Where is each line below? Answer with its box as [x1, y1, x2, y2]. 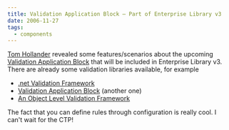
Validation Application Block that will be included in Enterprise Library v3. [7, 58, 223, 66]
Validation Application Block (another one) [17, 86, 142, 95]
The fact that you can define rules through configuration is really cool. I [7, 108, 217, 116]
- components [14, 30, 53, 38]
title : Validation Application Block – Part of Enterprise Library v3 [7, 10, 222, 18]
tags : [7, 24, 24, 31]
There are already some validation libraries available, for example [7, 65, 200, 74]
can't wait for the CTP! [7, 116, 73, 124]
